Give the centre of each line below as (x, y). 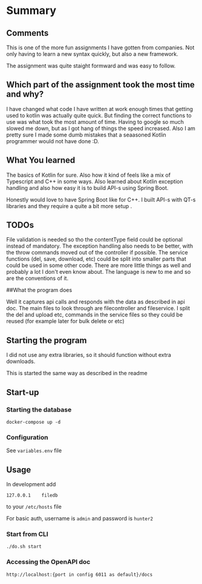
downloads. (21, 361)
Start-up (23, 392)
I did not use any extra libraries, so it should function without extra (89, 355)
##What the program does (39, 290)
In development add (31, 484)
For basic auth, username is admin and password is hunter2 (80, 518)
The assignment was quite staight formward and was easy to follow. (91, 66)
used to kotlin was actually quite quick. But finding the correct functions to (99, 115)
